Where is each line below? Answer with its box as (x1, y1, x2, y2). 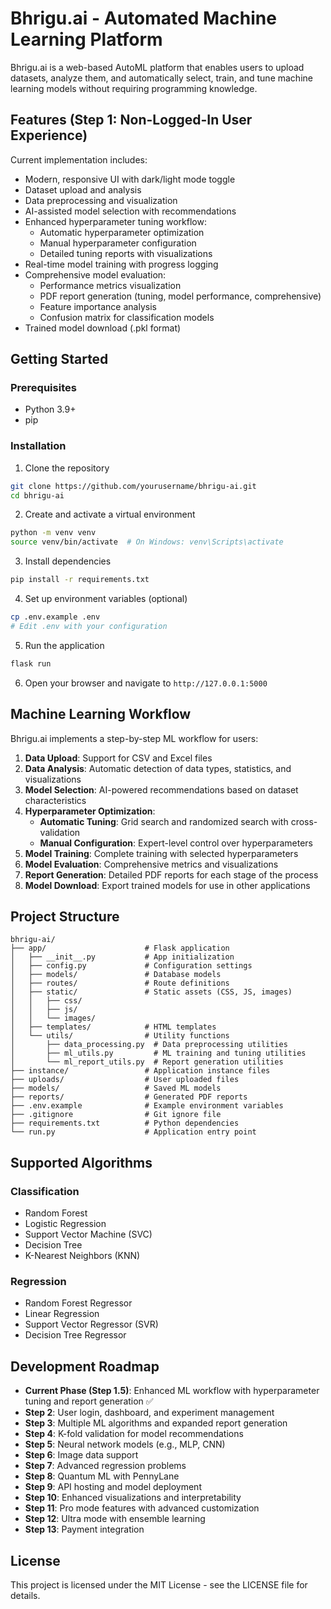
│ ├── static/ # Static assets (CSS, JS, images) (10, 987, 293, 997)
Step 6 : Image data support (24, 1449, 139, 1461)
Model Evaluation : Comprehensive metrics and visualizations (24, 858, 279, 870)
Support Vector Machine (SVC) (24, 1228, 153, 1241)
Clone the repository (24, 462, 110, 474)
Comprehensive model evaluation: (24, 268, 167, 281)
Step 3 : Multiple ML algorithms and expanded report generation (24, 1417, 288, 1429)
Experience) (10, 127, 88, 144)
